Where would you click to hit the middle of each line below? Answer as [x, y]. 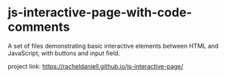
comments [39, 27]
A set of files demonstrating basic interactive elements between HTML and [113, 46]
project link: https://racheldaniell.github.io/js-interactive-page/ [96, 66]
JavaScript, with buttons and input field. [64, 53]
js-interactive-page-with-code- [100, 13]
